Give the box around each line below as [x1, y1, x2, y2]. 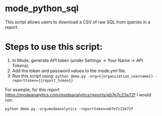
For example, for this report [5, 86, 60, 93]
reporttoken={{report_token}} [12, 78, 74, 83]
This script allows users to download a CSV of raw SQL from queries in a [5, 19, 150, 25]
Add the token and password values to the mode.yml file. [12, 68, 126, 74]
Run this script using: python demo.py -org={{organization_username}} [12, 73, 154, 78]
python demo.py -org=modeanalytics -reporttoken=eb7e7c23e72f [5, 106, 133, 111]
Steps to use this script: [5, 41, 103, 53]
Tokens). [12, 62, 30, 68]
